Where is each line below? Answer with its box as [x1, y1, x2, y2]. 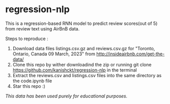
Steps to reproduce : [5, 36, 48, 42]
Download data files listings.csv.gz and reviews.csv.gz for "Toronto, [12, 45, 155, 51]
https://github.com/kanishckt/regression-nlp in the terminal [12, 67, 137, 73]
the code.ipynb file [12, 78, 52, 84]
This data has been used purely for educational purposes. [5, 93, 128, 99]
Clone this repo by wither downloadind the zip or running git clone [12, 61, 152, 67]
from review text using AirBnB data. [5, 25, 80, 31]
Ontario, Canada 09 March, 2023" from [12, 51, 96, 57]
